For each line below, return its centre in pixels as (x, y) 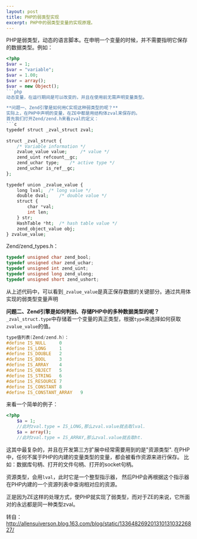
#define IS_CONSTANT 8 (34, 387)
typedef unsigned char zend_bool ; (49, 258)
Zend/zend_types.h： (32, 246)
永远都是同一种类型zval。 (47, 504)
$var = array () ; (26, 80)
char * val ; (41, 207)
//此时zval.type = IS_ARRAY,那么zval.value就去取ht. (80, 437)
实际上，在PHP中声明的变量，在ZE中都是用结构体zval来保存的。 (73, 113)
